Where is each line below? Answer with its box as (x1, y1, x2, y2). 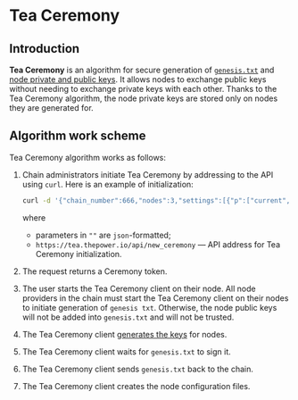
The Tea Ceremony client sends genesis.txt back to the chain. (21, 363, 254, 374)
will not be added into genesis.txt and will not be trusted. (21, 312, 235, 322)
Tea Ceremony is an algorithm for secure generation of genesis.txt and (9, 64, 275, 75)
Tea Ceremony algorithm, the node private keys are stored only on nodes (9, 93, 278, 104)
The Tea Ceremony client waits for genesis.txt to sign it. (21, 346, 232, 357)
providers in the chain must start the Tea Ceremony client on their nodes (21, 292, 289, 304)
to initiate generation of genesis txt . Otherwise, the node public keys (21, 302, 277, 312)
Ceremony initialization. (35, 248, 122, 259)
